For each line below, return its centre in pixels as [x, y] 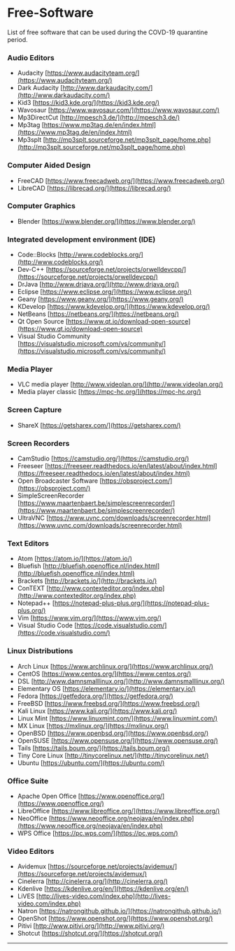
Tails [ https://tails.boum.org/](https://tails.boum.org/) [93, 748]
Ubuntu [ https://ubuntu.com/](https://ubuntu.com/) [91, 762]
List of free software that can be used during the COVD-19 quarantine [108, 32]
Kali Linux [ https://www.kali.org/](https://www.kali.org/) [97, 711]
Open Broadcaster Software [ [60, 481]
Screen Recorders [38, 443]
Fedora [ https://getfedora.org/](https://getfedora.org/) [95, 696]
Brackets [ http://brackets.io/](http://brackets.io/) [87, 581]
